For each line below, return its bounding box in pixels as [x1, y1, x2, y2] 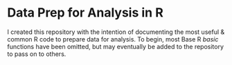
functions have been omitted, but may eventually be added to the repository [7, 42, 224, 50]
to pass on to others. [7, 50, 66, 58]
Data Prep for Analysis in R [7, 5, 164, 21]
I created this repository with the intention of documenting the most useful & [7, 28, 225, 36]
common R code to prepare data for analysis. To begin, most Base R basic [7, 35, 219, 43]
